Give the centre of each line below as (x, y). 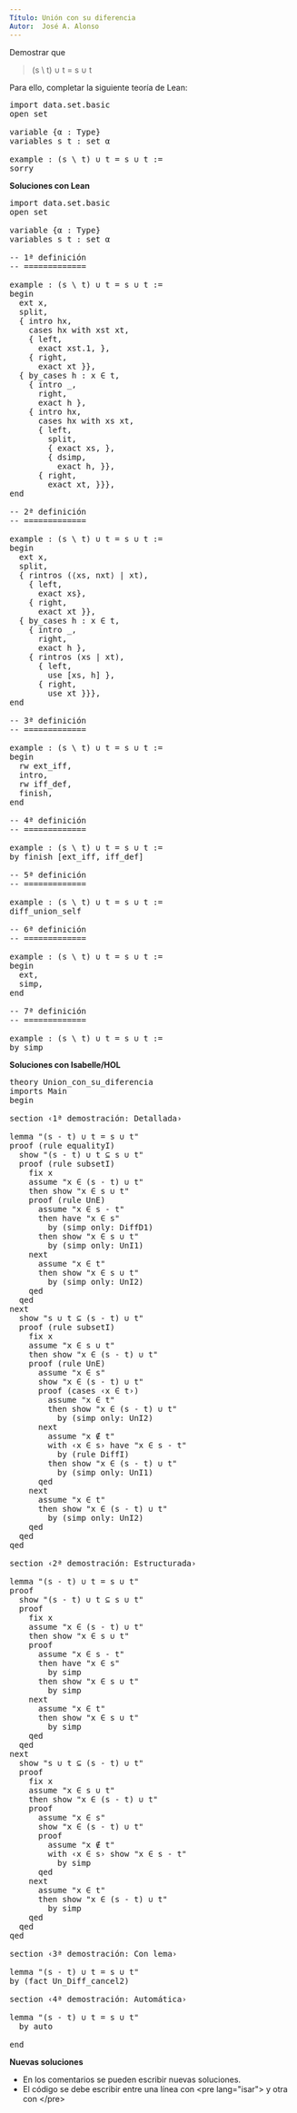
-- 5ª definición (48, 874)
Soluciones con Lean (50, 185)
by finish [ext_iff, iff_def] (77, 856)
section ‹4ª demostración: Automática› (98, 1999)
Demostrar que (38, 52)
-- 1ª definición (48, 257)
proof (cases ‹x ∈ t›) (88, 1391)
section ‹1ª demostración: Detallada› (96, 1118)
